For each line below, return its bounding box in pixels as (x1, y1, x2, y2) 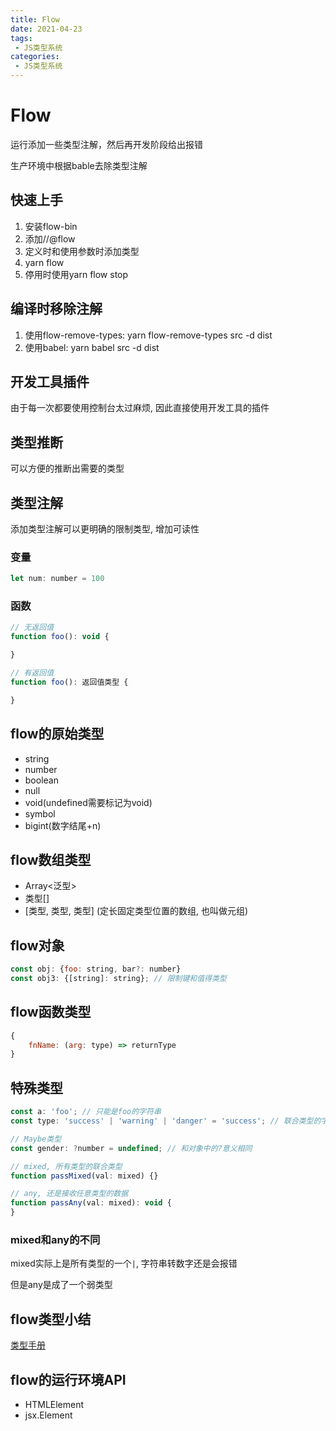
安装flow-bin (24, 220, 78, 232)
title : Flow (10, 14, 60, 25)
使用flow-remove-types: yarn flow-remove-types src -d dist (24, 329, 273, 341)
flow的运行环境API (10, 1371, 127, 1388)
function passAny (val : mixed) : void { (10, 1198, 172, 1208)
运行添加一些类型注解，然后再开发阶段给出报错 (10, 138, 203, 150)
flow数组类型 (10, 851, 92, 868)
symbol (24, 807, 56, 820)
